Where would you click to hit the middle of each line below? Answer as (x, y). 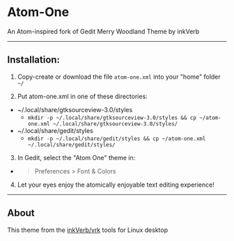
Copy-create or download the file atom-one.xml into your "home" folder (119, 77)
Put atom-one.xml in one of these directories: (82, 96)
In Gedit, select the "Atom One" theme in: (76, 157)
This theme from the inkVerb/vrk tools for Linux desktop (88, 230)
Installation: (34, 60)
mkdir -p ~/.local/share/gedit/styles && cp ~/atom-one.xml (117, 139)
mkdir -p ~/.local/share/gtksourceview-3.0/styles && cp (112, 118)
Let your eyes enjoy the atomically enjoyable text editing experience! (116, 185)
